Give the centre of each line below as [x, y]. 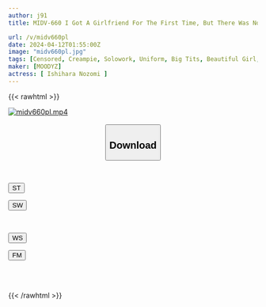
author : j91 [28, 15]
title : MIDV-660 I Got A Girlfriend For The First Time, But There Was [129, 23]
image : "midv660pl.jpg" [47, 52]
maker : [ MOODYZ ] [35, 67]
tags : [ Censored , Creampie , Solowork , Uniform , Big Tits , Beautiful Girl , [134, 59]
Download [133, 145]
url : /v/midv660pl [38, 37]
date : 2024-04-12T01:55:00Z [55, 44]
